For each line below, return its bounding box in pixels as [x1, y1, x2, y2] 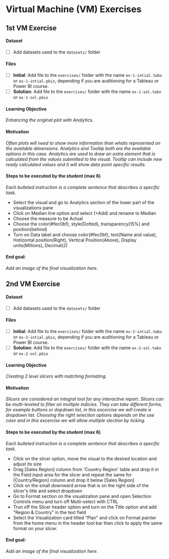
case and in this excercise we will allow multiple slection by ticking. [6, 417, 146, 424]
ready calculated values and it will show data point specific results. [6, 161, 146, 167]
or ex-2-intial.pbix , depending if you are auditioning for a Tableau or [13, 334, 159, 340]
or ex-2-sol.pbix [13, 350, 48, 356]
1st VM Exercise [6, 24, 57, 32]
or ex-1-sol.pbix [13, 95, 48, 101]
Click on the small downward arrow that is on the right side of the [13, 482, 149, 488]
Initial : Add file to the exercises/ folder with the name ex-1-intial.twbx [13, 72, 162, 78]
